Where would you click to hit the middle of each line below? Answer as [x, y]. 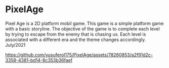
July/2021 [15, 45]
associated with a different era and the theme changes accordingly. [75, 40]
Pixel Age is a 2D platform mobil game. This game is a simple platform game [85, 23]
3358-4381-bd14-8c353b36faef [39, 60]
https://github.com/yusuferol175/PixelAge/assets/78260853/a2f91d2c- [79, 55]
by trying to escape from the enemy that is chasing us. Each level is [76, 34]
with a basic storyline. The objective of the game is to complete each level [83, 28]
